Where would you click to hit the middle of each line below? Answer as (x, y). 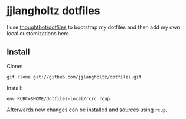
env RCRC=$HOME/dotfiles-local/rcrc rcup (58, 98)
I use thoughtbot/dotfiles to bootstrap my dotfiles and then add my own (93, 27)
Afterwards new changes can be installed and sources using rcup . (87, 110)
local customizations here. (39, 33)
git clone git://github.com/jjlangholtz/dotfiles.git (74, 77)
